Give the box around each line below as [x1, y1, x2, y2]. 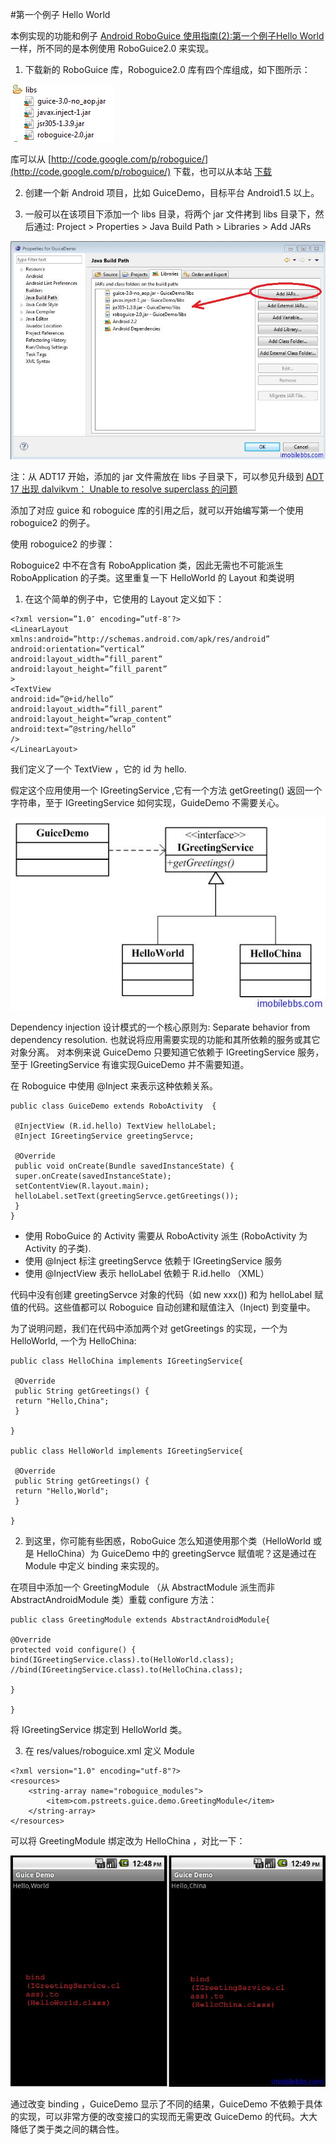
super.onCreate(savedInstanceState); [14, 1171, 172, 1182]
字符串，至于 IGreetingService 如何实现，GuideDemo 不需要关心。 [10, 797, 285, 809]
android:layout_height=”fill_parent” [10, 664, 168, 675]
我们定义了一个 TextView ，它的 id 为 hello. [10, 763, 187, 775]
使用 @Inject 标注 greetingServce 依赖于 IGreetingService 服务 [24, 1255, 283, 1267]
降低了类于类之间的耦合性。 [10, 2123, 125, 2135]
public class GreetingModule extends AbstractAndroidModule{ [10, 1615, 271, 1625]
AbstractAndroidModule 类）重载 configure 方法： [10, 1594, 218, 1606]
